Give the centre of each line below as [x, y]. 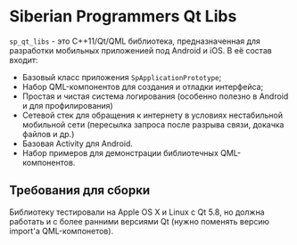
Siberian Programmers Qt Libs [123, 16]
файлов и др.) [48, 134]
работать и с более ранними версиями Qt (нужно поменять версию [140, 221]
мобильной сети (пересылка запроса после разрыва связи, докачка [153, 124]
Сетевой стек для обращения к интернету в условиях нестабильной [153, 115]
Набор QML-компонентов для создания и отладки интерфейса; [143, 86]
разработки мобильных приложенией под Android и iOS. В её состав [140, 50]
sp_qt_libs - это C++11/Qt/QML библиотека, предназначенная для [135, 41]
